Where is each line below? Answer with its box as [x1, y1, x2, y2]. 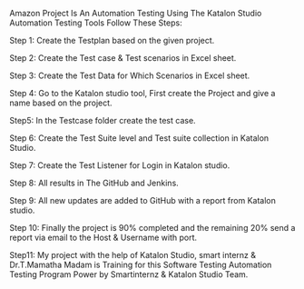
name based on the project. [9, 97, 113, 108]
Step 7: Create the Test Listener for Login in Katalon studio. [9, 160, 230, 171]
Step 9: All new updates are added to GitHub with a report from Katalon [9, 195, 277, 205]
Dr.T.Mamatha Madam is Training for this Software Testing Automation [9, 259, 272, 270]
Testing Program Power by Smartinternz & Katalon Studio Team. [9, 269, 249, 280]
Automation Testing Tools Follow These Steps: [9, 17, 183, 28]
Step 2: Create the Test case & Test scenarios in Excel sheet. [9, 53, 237, 63]
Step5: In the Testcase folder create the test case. [9, 115, 197, 125]
